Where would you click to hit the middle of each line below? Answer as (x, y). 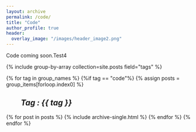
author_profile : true (33, 28)
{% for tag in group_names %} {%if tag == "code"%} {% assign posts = (93, 78)
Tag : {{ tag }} (46, 103)
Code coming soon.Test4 (37, 55)
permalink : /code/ (28, 17)
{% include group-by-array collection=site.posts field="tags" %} (84, 67)
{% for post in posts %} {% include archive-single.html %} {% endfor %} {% (98, 117)
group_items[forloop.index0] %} (45, 84)
